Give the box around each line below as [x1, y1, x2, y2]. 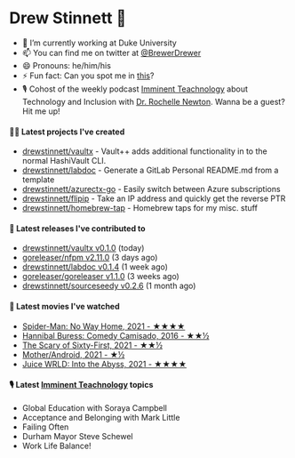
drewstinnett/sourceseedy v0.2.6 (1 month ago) [21, 280, 196, 292]
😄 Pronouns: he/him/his [21, 60, 111, 70]
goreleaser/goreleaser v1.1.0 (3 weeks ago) [21, 271, 179, 282]
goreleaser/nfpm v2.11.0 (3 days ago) [21, 253, 158, 263]
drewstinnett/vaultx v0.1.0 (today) [21, 243, 145, 253]
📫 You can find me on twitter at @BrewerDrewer [21, 47, 202, 58]
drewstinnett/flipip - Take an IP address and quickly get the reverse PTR [21, 193, 286, 204]
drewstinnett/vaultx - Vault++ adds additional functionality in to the [21, 146, 268, 157]
